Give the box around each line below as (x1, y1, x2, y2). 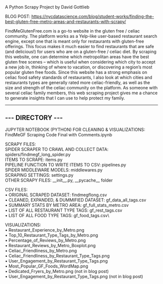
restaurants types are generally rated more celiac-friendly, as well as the (5, 80, 150, 85)
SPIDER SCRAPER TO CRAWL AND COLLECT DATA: (5, 146, 109, 152)
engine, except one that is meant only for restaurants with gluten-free (5, 38, 144, 44)
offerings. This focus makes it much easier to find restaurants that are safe (5, 44, 154, 49)
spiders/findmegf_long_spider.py (5, 151, 71, 157)
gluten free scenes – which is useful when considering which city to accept (5, 59, 156, 65)
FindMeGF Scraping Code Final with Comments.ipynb (5, 132, 113, 137)
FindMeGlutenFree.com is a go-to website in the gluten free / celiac (5, 28, 140, 33)
